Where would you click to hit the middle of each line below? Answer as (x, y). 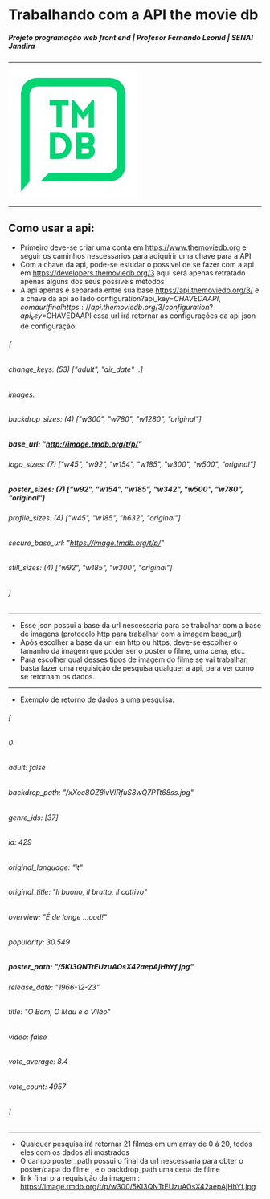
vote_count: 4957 (37, 1087)
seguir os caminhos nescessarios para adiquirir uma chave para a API (135, 255)
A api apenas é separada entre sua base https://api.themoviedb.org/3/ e (139, 290)
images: (22, 394)
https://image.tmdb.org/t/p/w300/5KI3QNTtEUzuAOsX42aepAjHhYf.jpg (138, 1187)
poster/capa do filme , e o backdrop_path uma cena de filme (120, 1169)
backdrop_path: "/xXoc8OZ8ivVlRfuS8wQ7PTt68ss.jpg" (101, 793)
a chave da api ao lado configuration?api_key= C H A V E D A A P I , (120, 298)
